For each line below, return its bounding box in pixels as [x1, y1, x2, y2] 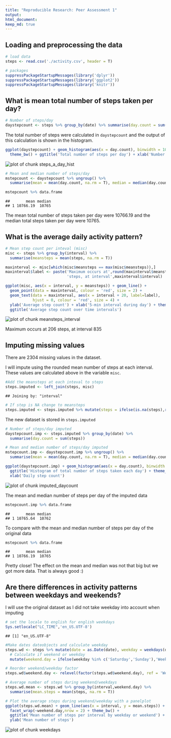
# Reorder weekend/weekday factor [5, 666, 79, 671]
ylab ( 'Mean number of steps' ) [10, 718, 74, 723]
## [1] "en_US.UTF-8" [5, 633, 51, 639]
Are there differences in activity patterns [5, 582, 137, 592]
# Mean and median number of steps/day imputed [5, 445, 108, 450]
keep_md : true [5, 21, 36, 27]
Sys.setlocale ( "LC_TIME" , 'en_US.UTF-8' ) [5, 624, 93, 630]
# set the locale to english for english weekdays [5, 620, 115, 625]
